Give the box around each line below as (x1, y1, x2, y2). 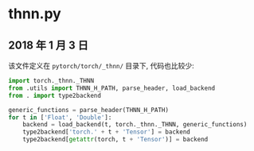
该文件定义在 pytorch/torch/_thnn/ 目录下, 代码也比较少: (8, 61, 195, 70)
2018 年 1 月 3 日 (8, 38, 89, 52)
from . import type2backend (8, 91, 102, 99)
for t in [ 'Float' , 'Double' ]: (8, 113, 112, 122)
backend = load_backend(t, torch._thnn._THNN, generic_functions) (22, 121, 248, 129)
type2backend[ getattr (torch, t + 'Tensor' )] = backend (22, 136, 209, 144)
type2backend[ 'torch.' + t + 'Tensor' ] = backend (22, 128, 191, 136)
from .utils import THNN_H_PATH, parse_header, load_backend (8, 84, 216, 92)
